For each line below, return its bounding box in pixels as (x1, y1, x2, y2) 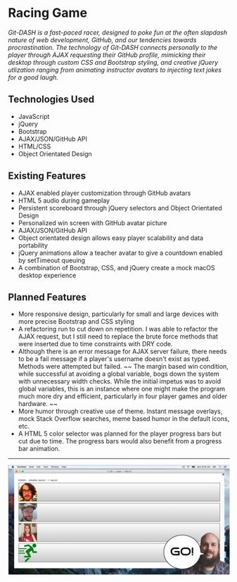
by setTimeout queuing (18, 255, 86, 265)
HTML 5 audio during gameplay (18, 196, 110, 205)
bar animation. (18, 445, 60, 453)
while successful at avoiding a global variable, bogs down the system (18, 369, 220, 378)
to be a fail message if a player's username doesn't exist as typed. (18, 355, 211, 363)
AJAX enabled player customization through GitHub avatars (18, 189, 191, 197)
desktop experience (18, 271, 77, 279)
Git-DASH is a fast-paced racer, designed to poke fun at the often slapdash (8, 28, 228, 37)
